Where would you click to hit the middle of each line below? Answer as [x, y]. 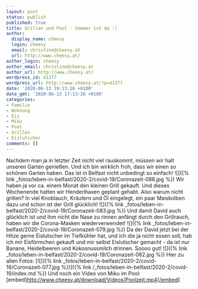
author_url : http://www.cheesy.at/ [50, 72]
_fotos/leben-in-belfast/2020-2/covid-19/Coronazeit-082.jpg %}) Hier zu [95, 254]
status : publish [26, 17]
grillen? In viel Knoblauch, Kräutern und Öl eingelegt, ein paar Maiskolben [95, 198]
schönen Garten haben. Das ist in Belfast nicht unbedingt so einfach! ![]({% [98, 173]
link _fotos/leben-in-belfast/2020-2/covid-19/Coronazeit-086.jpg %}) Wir [95, 179]
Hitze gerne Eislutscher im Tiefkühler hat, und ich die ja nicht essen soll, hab [99, 236]
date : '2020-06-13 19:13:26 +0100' [50, 89]
